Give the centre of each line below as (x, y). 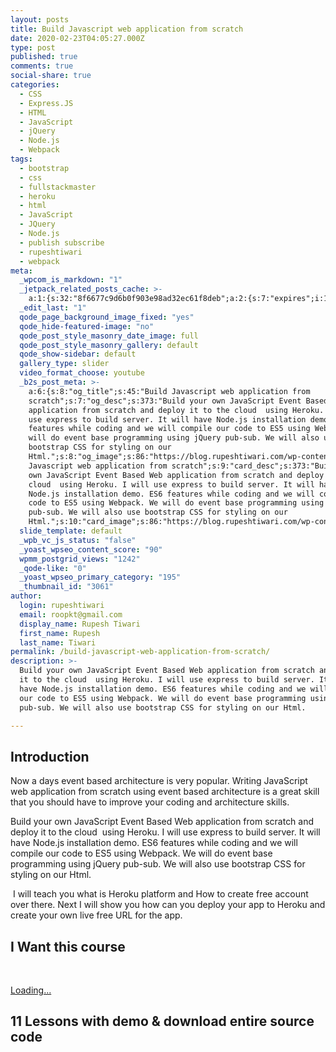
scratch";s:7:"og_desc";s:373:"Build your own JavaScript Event (165, 401)
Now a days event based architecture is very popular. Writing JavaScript (159, 781)
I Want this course (68, 946)
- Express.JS (46, 103)
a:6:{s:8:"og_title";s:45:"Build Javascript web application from (169, 391)
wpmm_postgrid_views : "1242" (80, 559)
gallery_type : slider (64, 364)
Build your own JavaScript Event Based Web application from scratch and (162, 822)
